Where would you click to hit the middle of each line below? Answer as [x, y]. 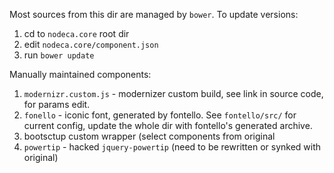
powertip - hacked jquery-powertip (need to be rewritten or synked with [172, 147]
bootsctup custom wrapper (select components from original [149, 136]
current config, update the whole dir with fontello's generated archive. [168, 125]
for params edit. [57, 104]
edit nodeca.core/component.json [91, 44]
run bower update [59, 55]
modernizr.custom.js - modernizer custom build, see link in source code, [173, 93]
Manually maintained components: [80, 74]
